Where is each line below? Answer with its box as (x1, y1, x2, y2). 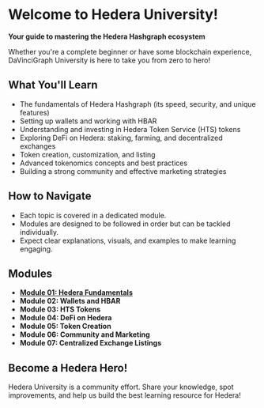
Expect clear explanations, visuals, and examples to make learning (19, 236, 236, 245)
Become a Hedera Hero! (8, 361, 128, 375)
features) (19, 108, 50, 117)
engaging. (19, 244, 53, 254)
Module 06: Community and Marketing (19, 330, 150, 339)
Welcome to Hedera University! (8, 6, 219, 24)
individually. (19, 227, 59, 236)
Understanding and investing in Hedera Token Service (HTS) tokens (19, 124, 241, 134)
